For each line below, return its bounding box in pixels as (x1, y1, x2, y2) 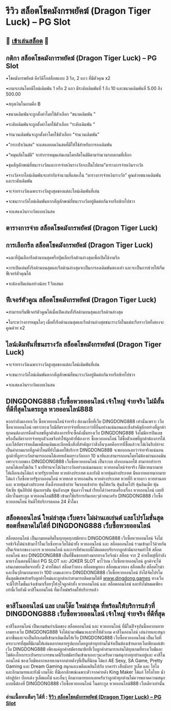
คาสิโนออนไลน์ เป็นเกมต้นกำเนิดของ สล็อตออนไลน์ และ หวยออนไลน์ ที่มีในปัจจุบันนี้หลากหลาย (6, 623, 164, 629)
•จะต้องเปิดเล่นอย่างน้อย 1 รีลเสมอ (6, 280, 64, 287)
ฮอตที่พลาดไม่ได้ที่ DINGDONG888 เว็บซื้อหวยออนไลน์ (6, 522, 151, 530)
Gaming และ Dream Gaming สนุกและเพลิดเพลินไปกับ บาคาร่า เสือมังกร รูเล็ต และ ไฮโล (6, 663, 159, 669)
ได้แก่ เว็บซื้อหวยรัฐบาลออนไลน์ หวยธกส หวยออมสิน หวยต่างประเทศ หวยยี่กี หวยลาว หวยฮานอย (6, 476, 166, 482)
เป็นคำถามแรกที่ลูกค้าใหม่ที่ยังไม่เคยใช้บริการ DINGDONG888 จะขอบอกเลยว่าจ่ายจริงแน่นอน (6, 447, 164, 453)
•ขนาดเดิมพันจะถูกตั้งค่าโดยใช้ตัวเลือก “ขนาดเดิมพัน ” (6, 111, 96, 117)
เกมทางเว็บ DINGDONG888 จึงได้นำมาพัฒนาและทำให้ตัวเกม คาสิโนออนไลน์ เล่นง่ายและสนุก (6, 629, 165, 635)
